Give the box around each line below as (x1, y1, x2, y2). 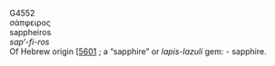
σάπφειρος (9, 17, 52, 28)
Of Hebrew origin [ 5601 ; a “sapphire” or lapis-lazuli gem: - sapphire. (9, 46, 267, 57)
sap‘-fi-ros (9, 36, 50, 47)
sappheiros (9, 27, 52, 37)
